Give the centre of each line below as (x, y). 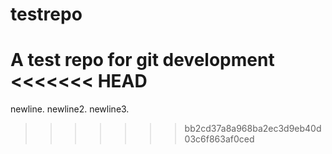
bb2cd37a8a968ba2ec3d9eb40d (253, 129)
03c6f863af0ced (219, 139)
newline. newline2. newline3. (70, 109)
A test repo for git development (142, 60)
